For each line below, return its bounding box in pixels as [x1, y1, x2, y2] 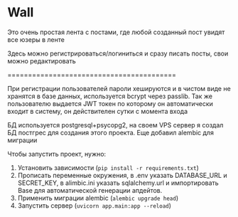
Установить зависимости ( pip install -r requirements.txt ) [17, 163, 199, 171]
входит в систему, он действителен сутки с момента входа [7, 107, 188, 115]
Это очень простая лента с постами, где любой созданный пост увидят [7, 28, 225, 36]
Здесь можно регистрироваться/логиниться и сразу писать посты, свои [7, 49, 229, 58]
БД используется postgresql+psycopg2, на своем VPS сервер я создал [7, 120, 224, 129]
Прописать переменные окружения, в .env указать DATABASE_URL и [17, 171, 227, 179]
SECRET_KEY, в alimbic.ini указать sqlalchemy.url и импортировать [17, 179, 219, 187]
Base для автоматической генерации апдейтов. [17, 186, 163, 194]
